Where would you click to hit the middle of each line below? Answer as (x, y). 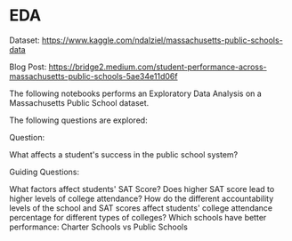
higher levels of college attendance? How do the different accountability (142, 198)
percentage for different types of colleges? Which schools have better (138, 217)
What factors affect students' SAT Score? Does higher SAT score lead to (142, 189)
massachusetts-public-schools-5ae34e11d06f (93, 76)
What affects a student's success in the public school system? (124, 154)
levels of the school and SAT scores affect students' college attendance (141, 208)
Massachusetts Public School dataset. (79, 102)
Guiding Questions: (45, 172)
